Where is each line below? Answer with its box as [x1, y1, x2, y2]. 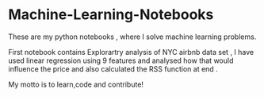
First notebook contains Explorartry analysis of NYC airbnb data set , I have [8, 47, 254, 56]
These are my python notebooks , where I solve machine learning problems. [8, 32, 257, 41]
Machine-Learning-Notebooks [8, 6, 214, 24]
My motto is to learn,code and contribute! [8, 80, 144, 89]
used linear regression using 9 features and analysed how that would [8, 56, 234, 65]
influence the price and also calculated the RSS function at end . [8, 64, 218, 73]
